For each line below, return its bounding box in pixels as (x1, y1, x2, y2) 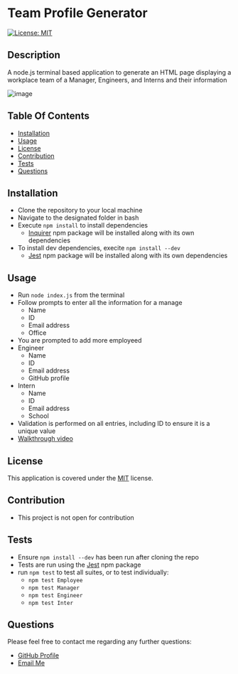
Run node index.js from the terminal (17, 291, 125, 299)
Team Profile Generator (7, 5, 148, 21)
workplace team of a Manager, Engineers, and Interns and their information (7, 75, 227, 84)
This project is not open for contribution (17, 513, 135, 522)
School (28, 412, 50, 420)
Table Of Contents (7, 110, 90, 122)
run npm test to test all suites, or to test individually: (17, 567, 169, 577)
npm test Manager (28, 584, 80, 592)
